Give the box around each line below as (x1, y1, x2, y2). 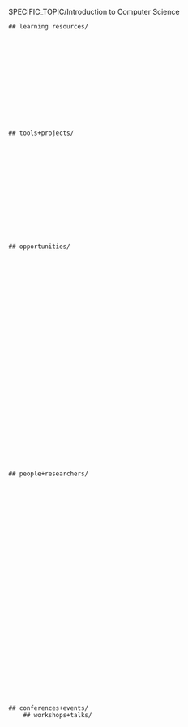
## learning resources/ (8, 23, 89, 31)
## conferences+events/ (8, 704, 89, 712)
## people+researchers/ (8, 470, 89, 478)
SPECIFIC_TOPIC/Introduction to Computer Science (8, 7, 180, 16)
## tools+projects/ (8, 129, 75, 137)
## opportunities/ (8, 243, 70, 251)
